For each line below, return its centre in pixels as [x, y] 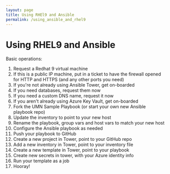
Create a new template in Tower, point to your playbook [71, 150]
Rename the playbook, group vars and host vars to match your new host [89, 123]
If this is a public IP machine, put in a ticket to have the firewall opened [87, 74]
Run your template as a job [41, 161]
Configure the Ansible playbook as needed [58, 129]
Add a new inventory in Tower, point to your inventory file [73, 145]
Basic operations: [24, 59]
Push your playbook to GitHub [45, 134]
